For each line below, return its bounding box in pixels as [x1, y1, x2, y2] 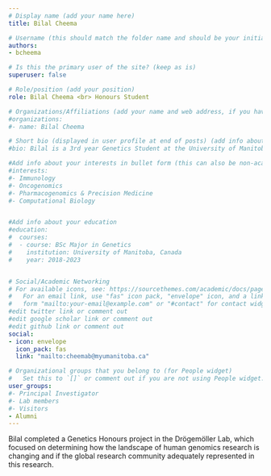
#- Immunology [8, 174, 56, 182]
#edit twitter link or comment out [8, 307, 128, 315]
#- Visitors [8, 404, 48, 412]
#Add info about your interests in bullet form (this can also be [8, 159, 236, 168]
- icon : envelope [8, 337, 67, 345]
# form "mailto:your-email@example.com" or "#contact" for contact [8, 300, 248, 308]
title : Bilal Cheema [8, 19, 78, 27]
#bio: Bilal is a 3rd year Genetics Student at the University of [8, 144, 236, 153]
